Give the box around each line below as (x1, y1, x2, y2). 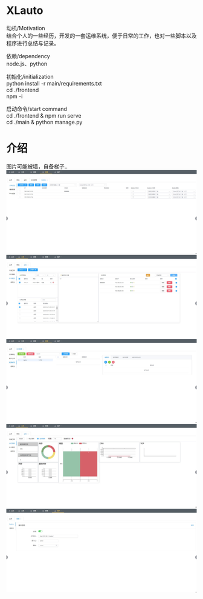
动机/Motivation (6, 24, 45, 32)
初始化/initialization (6, 73, 54, 80)
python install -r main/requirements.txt (6, 79, 102, 87)
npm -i (6, 92, 23, 100)
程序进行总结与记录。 (6, 39, 59, 47)
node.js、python (6, 60, 48, 67)
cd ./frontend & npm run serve (6, 112, 82, 119)
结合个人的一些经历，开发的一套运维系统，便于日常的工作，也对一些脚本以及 (6, 32, 197, 39)
